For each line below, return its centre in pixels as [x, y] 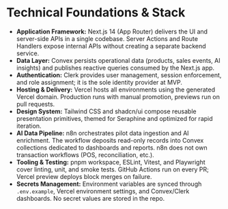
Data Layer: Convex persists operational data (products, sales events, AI [118, 60]
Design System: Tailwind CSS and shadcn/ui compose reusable [106, 111]
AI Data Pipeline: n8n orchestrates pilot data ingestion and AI [102, 133]
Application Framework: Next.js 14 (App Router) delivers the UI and [112, 31]
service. [28, 53]
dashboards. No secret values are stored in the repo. [90, 198]
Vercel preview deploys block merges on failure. [84, 176]
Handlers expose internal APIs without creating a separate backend [111, 46]
